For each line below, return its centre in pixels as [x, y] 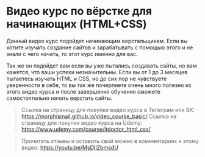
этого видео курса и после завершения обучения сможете [83, 91]
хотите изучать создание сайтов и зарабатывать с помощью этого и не [100, 47]
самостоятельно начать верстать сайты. [59, 98]
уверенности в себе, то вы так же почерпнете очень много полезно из [99, 85]
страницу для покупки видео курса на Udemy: [82, 122]
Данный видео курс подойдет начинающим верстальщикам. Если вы [97, 41]
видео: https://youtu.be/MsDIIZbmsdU [70, 147]
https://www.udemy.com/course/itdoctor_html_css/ [86, 129]
